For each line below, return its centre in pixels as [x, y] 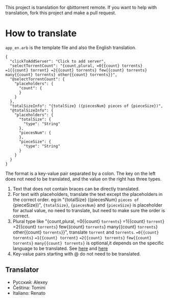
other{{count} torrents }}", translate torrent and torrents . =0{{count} [86, 232]
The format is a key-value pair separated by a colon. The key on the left [80, 173]
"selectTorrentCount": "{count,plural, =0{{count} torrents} [76, 66]
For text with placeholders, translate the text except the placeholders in [88, 194]
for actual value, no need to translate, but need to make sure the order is [89, 210]
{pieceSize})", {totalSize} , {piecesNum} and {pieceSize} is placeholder [87, 205]
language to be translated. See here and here [60, 248]
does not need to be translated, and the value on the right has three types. [83, 179]
